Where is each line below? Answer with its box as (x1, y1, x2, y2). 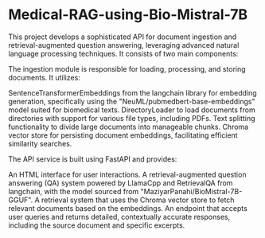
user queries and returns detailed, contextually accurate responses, (8, 212, 231, 221)
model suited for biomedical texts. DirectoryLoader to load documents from (8, 105, 256, 115)
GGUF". (8, 195, 33, 205)
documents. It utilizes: (8, 72, 81, 82)
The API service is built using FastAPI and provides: (8, 154, 177, 164)
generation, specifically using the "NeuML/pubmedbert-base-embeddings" (8, 96, 256, 106)
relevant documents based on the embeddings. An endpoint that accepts (8, 203, 248, 213)
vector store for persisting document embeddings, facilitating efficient (8, 130, 238, 140)
